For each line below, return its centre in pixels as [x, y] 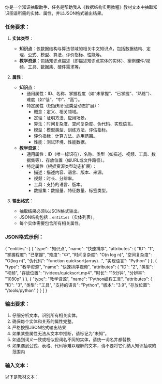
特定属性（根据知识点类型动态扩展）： [64, 106]
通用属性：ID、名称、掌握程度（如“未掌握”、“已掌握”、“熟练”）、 [90, 94]
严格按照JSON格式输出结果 [39, 327]
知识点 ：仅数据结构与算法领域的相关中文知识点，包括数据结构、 [83, 49]
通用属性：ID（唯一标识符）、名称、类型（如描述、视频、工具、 [89, 154]
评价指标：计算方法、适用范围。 [66, 136]
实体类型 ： [23, 38]
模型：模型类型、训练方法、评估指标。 [72, 130]
